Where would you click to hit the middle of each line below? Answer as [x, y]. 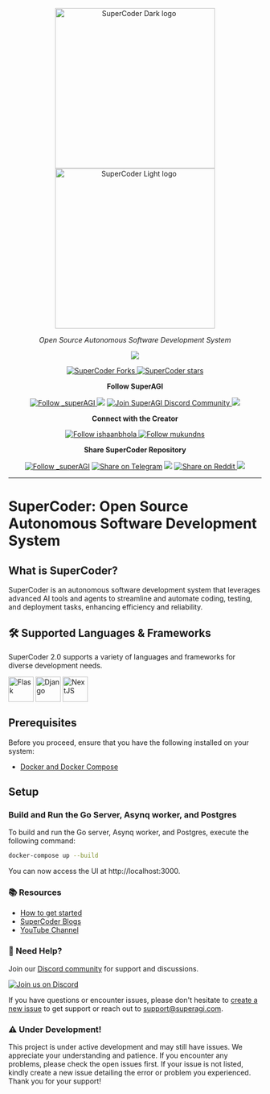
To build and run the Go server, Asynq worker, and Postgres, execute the [129, 832]
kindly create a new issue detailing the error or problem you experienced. [130, 1073]
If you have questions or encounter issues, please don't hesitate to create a [133, 1000]
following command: [42, 841]
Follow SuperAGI [135, 386]
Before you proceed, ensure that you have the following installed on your [129, 743]
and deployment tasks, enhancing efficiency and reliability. [106, 607]
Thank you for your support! [55, 1081]
